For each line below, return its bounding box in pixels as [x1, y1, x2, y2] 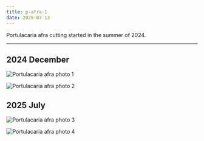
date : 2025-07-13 [6, 15, 50, 21]
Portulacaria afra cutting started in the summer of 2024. [6, 31, 146, 38]
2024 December [6, 54, 70, 64]
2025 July [6, 100, 46, 110]
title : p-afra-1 [6, 9, 47, 15]
